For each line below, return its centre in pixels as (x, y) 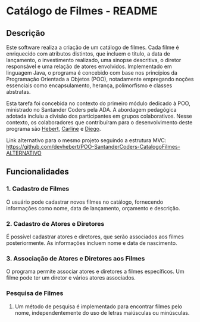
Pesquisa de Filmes (35, 293)
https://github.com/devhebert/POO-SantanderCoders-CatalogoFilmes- (93, 147)
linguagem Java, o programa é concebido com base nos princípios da (92, 73)
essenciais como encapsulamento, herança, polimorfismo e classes (89, 85)
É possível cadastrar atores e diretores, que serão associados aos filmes (95, 237)
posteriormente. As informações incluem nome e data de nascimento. (92, 243)
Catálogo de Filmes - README (82, 11)
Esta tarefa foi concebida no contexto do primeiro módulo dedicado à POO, (98, 103)
